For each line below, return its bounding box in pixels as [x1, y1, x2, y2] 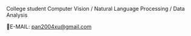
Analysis [6, 11, 28, 19]
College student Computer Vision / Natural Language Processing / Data [6, 5, 186, 12]
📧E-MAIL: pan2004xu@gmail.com [6, 23, 92, 30]
